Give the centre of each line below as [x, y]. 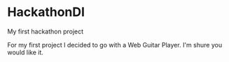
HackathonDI [46, 12]
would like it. [26, 52]
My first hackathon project [46, 31]
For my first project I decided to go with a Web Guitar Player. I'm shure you [115, 45]
